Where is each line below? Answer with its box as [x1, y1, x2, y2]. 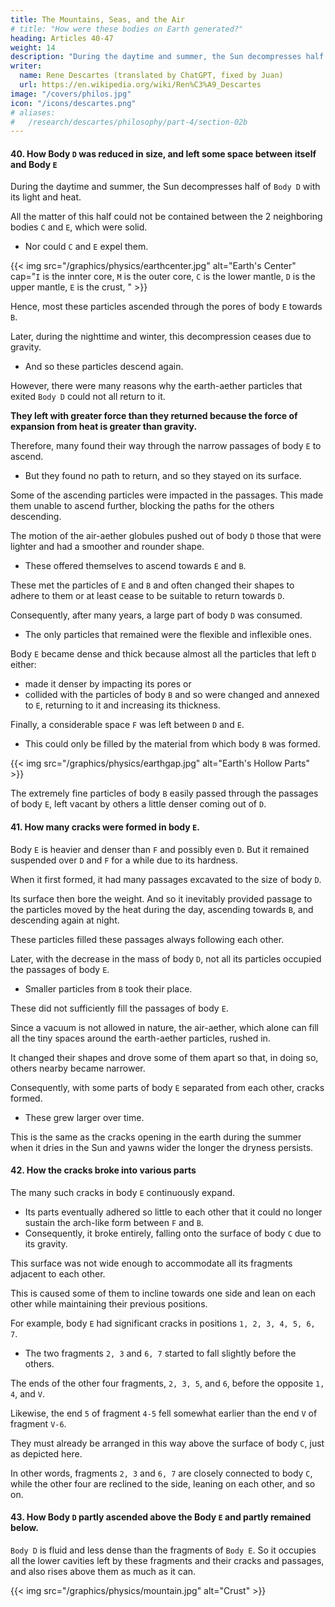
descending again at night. [10, 914, 120, 926]
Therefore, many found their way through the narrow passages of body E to [10, 440, 322, 452]
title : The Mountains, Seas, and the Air [10, 14, 186, 25]
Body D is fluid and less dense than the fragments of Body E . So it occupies [10, 1544, 317, 1556]
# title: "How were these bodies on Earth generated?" [10, 24, 244, 34]
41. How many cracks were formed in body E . [10, 821, 200, 833]
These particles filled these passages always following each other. [10, 933, 285, 945]
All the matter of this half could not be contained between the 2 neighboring [10, 211, 323, 223]
